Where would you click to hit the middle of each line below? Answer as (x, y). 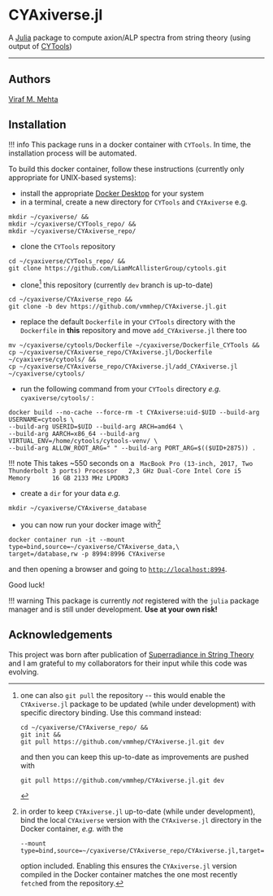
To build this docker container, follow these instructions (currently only (127, 169)
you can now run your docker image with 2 (90, 524)
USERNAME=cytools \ (41, 420)
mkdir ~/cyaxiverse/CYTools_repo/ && (72, 224)
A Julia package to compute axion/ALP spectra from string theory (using (130, 37)
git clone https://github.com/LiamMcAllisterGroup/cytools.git (118, 268)
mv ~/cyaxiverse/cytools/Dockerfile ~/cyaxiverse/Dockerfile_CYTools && (134, 345)
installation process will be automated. (73, 153)
